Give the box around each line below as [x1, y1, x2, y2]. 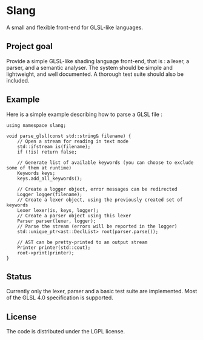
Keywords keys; [17, 170, 56, 176]
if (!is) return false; [17, 149, 78, 155]
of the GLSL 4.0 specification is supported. [6, 294, 113, 301]
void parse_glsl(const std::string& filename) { [6, 133, 131, 139]
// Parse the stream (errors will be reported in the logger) [17, 223, 178, 229]
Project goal [6, 41, 53, 52]
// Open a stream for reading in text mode [17, 138, 129, 144]
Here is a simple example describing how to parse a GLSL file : [6, 110, 162, 118]
